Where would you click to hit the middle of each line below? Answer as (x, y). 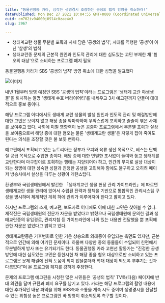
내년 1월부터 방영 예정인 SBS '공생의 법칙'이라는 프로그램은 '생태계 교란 (73, 92)
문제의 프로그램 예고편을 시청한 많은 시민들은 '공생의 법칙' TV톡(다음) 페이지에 (80, 277)
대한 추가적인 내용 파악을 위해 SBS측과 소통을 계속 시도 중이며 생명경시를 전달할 (81, 290)
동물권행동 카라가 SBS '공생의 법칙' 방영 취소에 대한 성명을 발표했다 (69, 71)
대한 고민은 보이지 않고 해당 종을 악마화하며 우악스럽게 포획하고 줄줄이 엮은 (77, 121)
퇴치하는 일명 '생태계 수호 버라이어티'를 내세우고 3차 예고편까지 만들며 (82, 98)
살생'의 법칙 (30, 48)
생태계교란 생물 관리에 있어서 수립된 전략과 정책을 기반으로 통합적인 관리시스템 (80, 191)
